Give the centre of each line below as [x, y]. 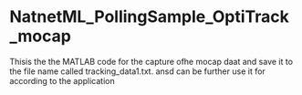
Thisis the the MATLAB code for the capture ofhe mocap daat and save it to [151, 61]
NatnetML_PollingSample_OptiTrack [149, 17]
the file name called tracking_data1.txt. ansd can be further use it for [138, 71]
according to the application [62, 80]
